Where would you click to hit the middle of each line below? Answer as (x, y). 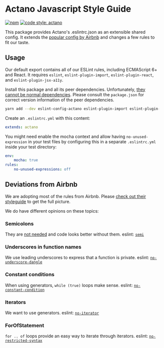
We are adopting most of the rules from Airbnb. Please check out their (76, 196)
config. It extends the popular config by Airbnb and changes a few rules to (80, 37)
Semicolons (20, 223)
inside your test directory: (31, 147)
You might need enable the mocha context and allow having (65, 136)
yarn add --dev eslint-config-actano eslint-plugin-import (66, 109)
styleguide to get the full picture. (38, 201)
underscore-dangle (24, 262)
